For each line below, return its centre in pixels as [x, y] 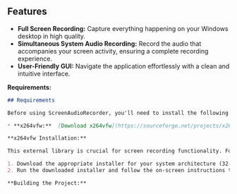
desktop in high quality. [51, 36]
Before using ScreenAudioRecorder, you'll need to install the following [118, 113]
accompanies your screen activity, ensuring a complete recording [113, 51]
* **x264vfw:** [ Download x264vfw [60, 126]
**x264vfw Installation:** [47, 138]
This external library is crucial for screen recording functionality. [115, 151]
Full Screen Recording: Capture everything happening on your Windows [123, 28]
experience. [35, 59]
